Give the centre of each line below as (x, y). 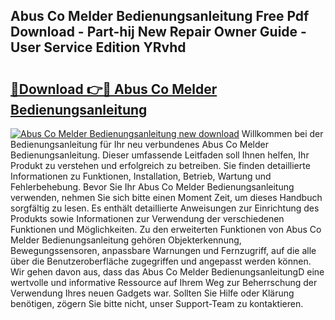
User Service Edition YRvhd (98, 47)
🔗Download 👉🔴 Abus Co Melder (114, 89)
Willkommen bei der (282, 133)
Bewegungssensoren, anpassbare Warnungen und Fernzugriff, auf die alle (163, 250)
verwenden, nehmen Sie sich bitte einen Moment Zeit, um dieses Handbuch (166, 197)
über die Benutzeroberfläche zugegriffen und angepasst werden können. (161, 261)
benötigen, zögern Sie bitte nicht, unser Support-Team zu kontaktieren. (157, 303)
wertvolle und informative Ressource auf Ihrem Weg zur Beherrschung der (164, 282)
